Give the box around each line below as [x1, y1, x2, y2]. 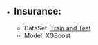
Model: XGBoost [23, 31, 71, 39]
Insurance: [13, 6, 62, 17]
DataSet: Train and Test [23, 24, 91, 32]
